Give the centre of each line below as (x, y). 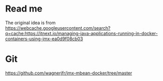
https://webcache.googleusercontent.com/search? (58, 28)
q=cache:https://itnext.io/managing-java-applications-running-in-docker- (81, 33)
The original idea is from (30, 23)
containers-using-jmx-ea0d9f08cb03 (44, 39)
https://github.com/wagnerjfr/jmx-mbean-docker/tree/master (69, 73)
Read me (24, 9)
